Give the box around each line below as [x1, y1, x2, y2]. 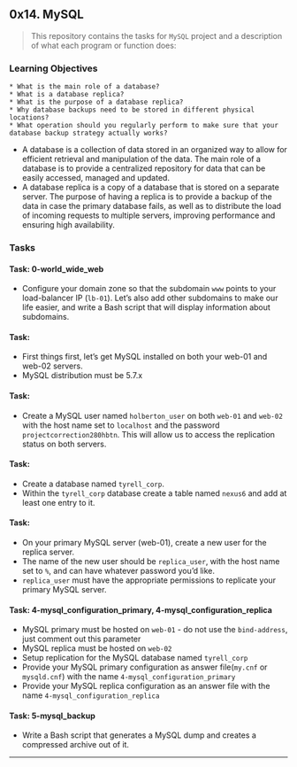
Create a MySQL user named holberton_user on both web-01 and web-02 [21, 410, 283, 421]
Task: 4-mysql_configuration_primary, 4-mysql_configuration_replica [9, 604, 272, 615]
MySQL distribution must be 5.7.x [21, 370, 143, 381]
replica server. [21, 546, 75, 557]
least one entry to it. [21, 497, 95, 507]
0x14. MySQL [9, 7, 84, 22]
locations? [9, 113, 49, 122]
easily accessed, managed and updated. [21, 173, 171, 183]
